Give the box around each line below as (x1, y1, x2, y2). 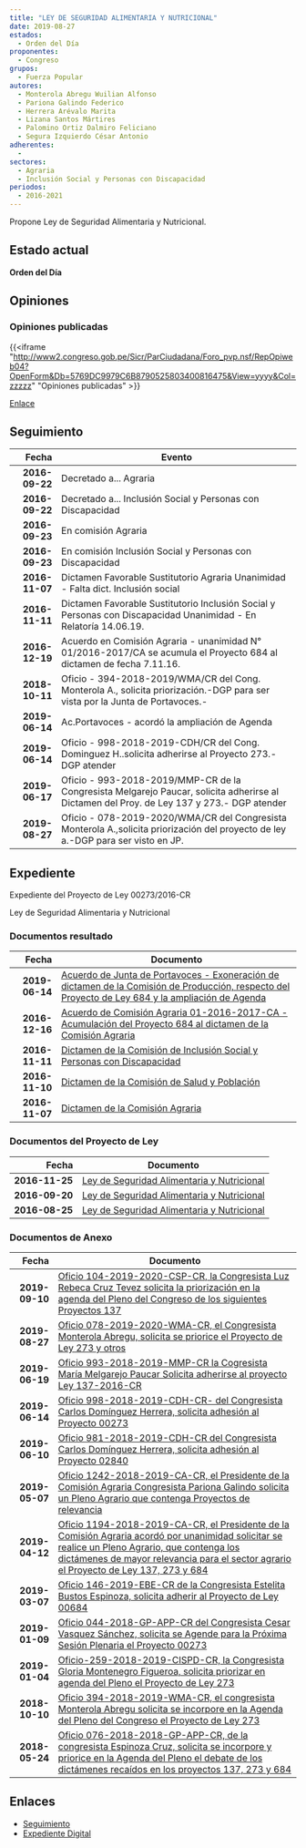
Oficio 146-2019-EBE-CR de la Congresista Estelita (57, 1578, 286, 1591)
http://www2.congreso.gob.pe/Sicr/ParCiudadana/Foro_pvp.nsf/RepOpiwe (13, 351, 293, 362)
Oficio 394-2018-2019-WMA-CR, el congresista (57, 1691, 276, 1704)
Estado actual (9, 242, 89, 258)
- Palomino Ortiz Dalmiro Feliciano (17, 124, 157, 133)
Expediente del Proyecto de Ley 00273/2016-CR (9, 889, 191, 900)
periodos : (9, 183, 47, 192)
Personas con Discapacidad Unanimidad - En (60, 609, 257, 621)
